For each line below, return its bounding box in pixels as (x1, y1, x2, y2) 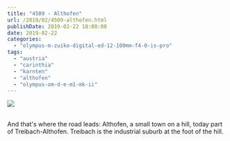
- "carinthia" (13, 62, 54, 68)
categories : (7, 36, 42, 43)
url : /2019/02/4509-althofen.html (7, 17, 108, 23)
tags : (7, 49, 23, 56)
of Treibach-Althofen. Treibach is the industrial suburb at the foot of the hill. (7, 127, 224, 135)
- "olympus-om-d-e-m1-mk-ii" (13, 81, 98, 88)
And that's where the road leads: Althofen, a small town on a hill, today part (7, 120, 222, 129)
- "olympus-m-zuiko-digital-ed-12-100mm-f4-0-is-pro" (13, 42, 172, 49)
